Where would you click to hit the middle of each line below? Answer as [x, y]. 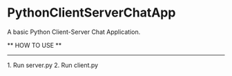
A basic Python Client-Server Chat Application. [74, 32]
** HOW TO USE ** [35, 45]
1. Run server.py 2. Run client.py [53, 65]
